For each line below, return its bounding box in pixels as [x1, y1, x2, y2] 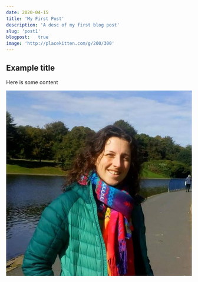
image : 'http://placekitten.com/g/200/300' [6, 41, 115, 47]
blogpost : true [6, 34, 49, 41]
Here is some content [6, 78, 58, 85]
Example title [6, 63, 55, 73]
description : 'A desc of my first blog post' [6, 22, 120, 28]
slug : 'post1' [6, 28, 41, 34]
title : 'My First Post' [6, 15, 65, 22]
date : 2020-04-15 [6, 9, 49, 15]
